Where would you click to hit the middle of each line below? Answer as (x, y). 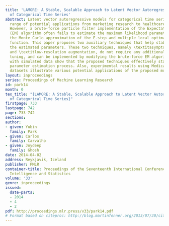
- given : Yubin (21, 127)
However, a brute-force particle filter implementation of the (77, 29)
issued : (13, 188)
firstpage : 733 (21, 104)
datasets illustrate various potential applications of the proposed (84, 71)
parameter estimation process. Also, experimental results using (80, 66)
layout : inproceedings (29, 76)
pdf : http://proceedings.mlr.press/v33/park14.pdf (59, 211)
